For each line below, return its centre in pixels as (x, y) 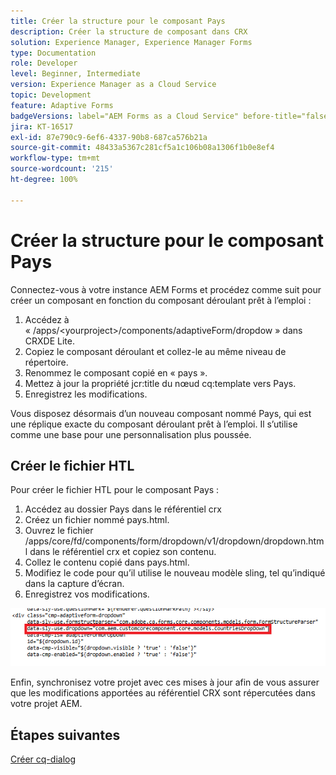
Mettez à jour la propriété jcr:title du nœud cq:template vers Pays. (160, 383)
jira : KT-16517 (42, 126)
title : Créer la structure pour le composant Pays (118, 21)
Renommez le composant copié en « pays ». (116, 372)
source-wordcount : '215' (62, 169)
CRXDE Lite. (49, 341)
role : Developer (44, 63)
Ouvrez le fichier (59, 531)
